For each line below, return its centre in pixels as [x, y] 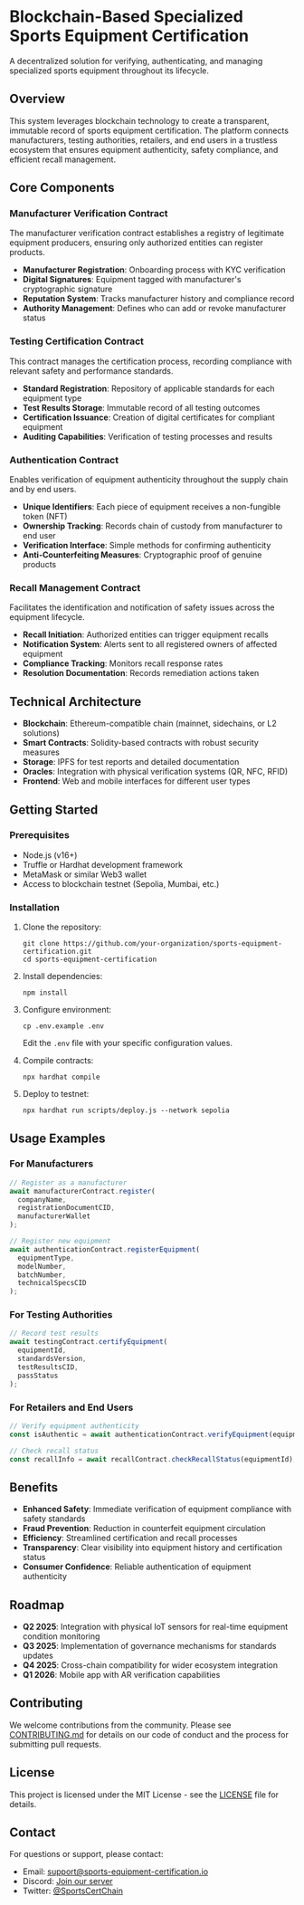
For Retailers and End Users [71, 1407]
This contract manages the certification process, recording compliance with [151, 361]
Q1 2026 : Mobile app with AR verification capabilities [121, 1675]
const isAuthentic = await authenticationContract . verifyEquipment [139, 1434]
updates [38, 1656]
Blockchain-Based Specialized [127, 17]
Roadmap [37, 1605]
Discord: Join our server [67, 1881]
